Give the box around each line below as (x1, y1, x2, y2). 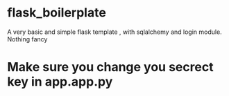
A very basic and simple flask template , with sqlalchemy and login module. (7, 28, 222, 36)
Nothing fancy (7, 35, 48, 43)
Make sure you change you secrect (7, 59, 214, 75)
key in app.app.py (7, 74, 113, 90)
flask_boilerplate (7, 5, 106, 21)
